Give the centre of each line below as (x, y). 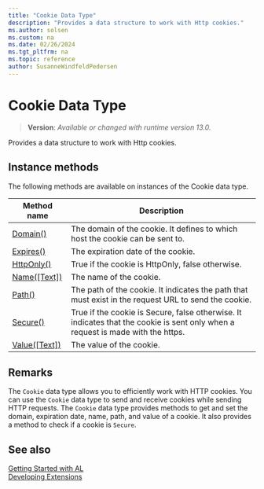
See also (29, 449)
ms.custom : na (31, 37)
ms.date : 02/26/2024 (42, 45)
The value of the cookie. (115, 344)
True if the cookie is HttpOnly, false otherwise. (156, 264)
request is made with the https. (128, 332)
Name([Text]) (37, 277)
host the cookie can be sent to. (127, 238)
